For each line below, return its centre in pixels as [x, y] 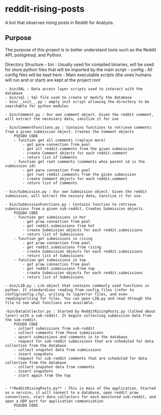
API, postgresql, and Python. [34, 55]
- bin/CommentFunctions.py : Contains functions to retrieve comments [78, 127]
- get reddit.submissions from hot [59, 226]
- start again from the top [42, 375]
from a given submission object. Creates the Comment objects [70, 131]
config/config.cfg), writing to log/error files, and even [66, 294]
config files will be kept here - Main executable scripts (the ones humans [78, 75]
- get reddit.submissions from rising [62, 247]
